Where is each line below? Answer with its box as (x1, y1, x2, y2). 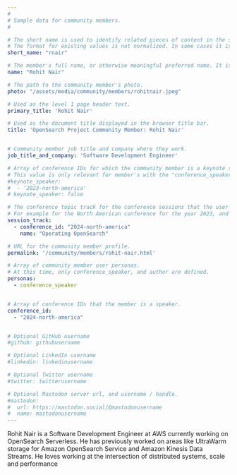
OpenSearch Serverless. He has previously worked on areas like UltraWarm (7, 437, 227, 445)
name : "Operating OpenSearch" (20, 230, 109, 237)
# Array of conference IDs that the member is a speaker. (7, 301, 181, 308)
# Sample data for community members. (7, 17, 121, 24)
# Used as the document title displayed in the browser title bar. (7, 120, 210, 127)
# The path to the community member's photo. (7, 81, 143, 88)
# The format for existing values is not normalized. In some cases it (7, 43, 222, 50)
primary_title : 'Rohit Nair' (7, 107, 93, 114)
